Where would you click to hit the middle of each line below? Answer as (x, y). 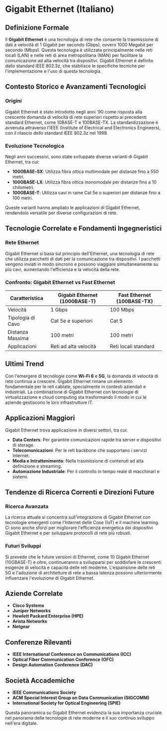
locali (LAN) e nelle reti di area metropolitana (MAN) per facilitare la (74, 55)
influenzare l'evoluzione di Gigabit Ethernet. (50, 578)
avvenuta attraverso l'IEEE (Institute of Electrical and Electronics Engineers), (83, 127)
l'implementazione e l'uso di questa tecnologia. (53, 71)
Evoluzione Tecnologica (35, 146)
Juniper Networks (31, 611)
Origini (14, 101)
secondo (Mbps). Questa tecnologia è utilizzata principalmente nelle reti (79, 50)
